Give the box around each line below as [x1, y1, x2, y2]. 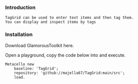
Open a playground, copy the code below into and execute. [5, 52, 126, 58]
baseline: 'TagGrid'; [14, 66, 58, 71]
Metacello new [5, 62, 35, 67]
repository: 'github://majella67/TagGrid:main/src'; [14, 70, 125, 76]
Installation [5, 31, 33, 38]
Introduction [5, 4, 36, 11]
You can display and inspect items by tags [5, 19, 96, 25]
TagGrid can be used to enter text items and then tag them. [5, 15, 134, 20]
